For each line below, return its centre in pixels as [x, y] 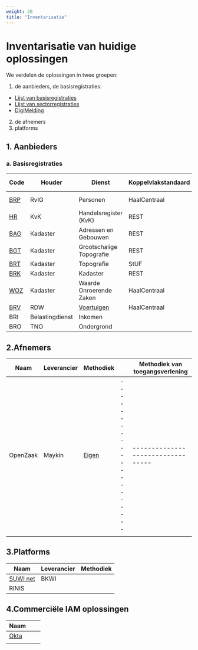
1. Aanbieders [32, 147]
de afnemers [30, 122]
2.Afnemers [29, 348]
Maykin [54, 455]
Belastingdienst [52, 317]
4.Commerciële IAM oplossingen [67, 609]
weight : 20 [19, 12]
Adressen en [96, 230]
